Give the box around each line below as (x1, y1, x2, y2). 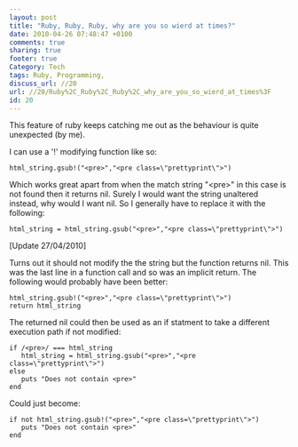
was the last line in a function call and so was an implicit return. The (9, 267, 257, 278)
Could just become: (9, 398, 81, 409)
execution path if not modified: (9, 326, 122, 338)
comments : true (9, 37, 66, 47)
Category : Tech (9, 63, 66, 72)
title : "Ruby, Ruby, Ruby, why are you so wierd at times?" (9, 21, 237, 30)
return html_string (9, 301, 82, 311)
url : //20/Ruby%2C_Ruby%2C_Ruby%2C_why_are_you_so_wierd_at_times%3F (9, 87, 272, 96)
